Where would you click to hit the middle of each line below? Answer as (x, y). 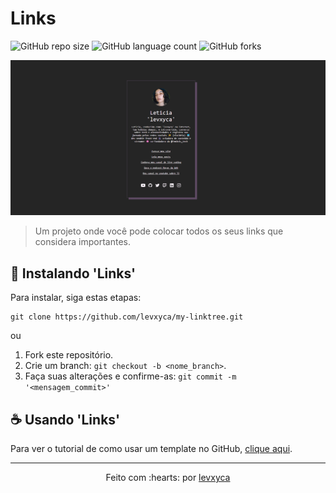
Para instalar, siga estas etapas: (76, 298)
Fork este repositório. (69, 355)
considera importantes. (82, 242)
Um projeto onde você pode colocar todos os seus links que (159, 231)
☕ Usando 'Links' (65, 419)
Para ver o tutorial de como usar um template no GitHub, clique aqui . (151, 449)
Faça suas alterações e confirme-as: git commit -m (130, 376)
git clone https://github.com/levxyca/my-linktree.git (127, 317)
